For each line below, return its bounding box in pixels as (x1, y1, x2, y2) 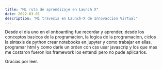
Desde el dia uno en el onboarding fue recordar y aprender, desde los (5, 29, 145, 35)
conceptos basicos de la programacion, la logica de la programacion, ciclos (5, 34, 156, 40)
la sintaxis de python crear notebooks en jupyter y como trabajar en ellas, (5, 39, 152, 45)
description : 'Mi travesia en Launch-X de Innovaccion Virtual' (5, 16, 138, 21)
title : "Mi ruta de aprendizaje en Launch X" (5, 7, 98, 12)
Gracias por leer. (5, 58, 38, 65)
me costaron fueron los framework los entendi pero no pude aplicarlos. (5, 49, 147, 55)
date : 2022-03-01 (5, 11, 40, 16)
